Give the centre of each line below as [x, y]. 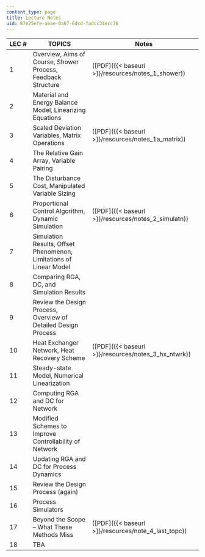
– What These [52, 527]
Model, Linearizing [59, 110]
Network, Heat [53, 351]
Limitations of [52, 260]
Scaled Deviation [57, 128]
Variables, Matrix [57, 135]
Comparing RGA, [57, 277]
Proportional [50, 204]
